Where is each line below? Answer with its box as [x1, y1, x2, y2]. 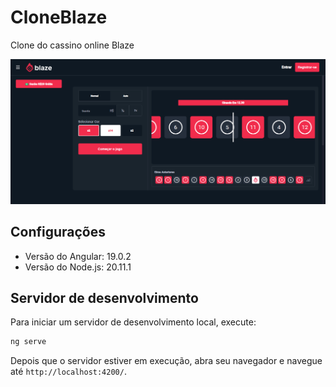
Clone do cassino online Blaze [10, 39, 135, 51]
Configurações [10, 224, 107, 241]
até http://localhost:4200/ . [10, 366, 127, 378]
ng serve [10, 337, 47, 347]
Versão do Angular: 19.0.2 [24, 250, 132, 262]
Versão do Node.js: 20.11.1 [24, 261, 132, 273]
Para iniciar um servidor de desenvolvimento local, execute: [10, 316, 257, 328]
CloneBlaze [10, 6, 108, 29]
